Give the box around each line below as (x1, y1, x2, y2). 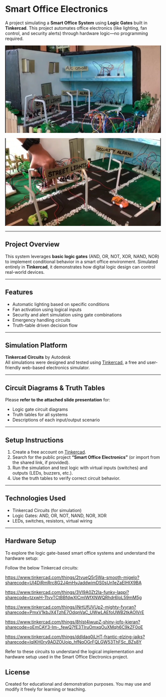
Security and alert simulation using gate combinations (12, 311, 122, 317)
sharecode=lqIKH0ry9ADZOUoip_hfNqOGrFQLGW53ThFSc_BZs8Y (5, 639, 142, 645)
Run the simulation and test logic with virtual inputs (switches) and (12, 465, 148, 471)
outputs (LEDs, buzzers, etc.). (12, 470, 73, 476)
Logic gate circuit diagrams (12, 406, 68, 412)
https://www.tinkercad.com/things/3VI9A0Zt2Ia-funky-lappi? (5, 589, 129, 595)
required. (5, 36, 24, 42)
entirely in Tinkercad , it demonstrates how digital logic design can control (5, 263, 156, 270)
